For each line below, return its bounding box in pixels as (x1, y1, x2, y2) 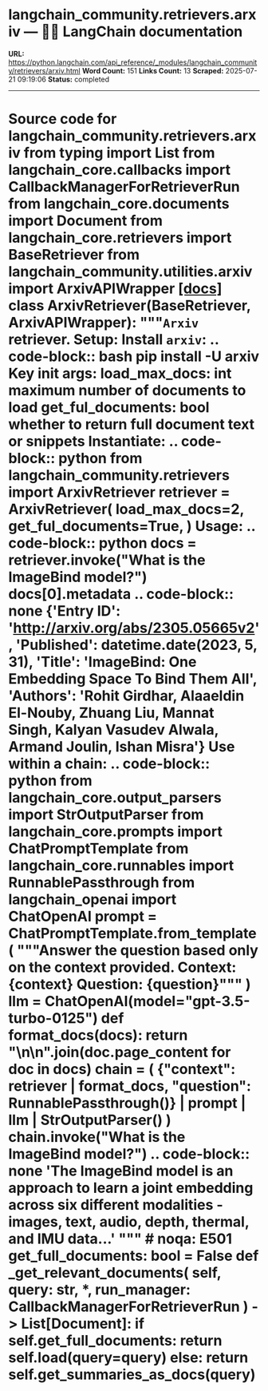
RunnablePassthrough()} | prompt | (8, 1094, 246, 1112)
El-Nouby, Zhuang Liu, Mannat (8, 704, 215, 722)
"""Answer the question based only (17, 941, 259, 960)
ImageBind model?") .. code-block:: (8, 1145, 250, 1163)
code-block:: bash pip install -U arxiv (8, 347, 260, 366)
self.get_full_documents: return (8, 1332, 223, 1350)
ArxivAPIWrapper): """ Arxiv (8, 314, 199, 332)
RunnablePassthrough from (8, 874, 195, 892)
